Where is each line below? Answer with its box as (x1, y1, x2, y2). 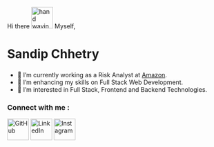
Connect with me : (7, 103, 70, 112)
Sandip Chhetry (7, 46, 99, 62)
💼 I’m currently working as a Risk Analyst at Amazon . (17, 71, 168, 79)
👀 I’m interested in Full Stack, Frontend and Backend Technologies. (17, 86, 208, 94)
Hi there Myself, (7, 22, 76, 30)
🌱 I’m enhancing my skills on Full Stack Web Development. (17, 78, 184, 86)
